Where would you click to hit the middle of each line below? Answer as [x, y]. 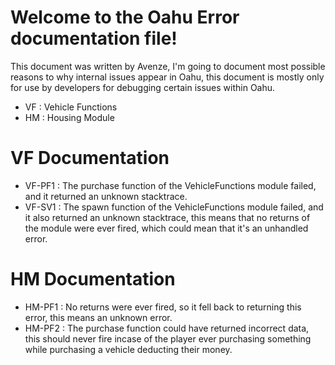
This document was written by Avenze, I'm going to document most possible [168, 66]
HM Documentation [93, 279]
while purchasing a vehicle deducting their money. [128, 349]
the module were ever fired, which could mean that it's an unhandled [166, 228]
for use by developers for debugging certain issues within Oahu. [143, 87]
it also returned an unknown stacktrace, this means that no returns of [167, 217]
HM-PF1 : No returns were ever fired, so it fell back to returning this [163, 307]
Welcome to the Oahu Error [125, 17]
